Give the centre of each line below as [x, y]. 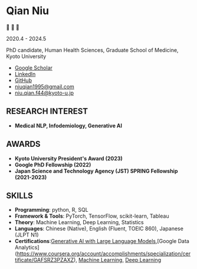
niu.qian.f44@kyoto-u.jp [44, 93]
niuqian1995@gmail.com [45, 86]
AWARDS [23, 144]
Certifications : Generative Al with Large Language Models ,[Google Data [102, 241]
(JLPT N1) [27, 235]
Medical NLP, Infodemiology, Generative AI [68, 126]
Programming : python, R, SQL [51, 210]
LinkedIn [25, 74]
